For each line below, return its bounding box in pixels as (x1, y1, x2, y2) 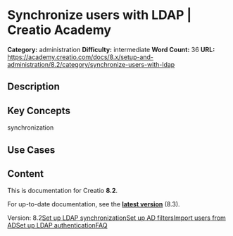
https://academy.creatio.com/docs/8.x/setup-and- (7, 53, 153, 61)
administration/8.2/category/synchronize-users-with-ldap (7, 60, 175, 68)
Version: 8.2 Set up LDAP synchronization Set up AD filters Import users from (7, 213, 227, 222)
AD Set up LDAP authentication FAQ (7, 221, 108, 230)
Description (7, 81, 60, 93)
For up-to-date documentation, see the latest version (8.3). (7, 200, 181, 209)
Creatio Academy (7, 22, 111, 38)
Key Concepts (7, 104, 70, 116)
